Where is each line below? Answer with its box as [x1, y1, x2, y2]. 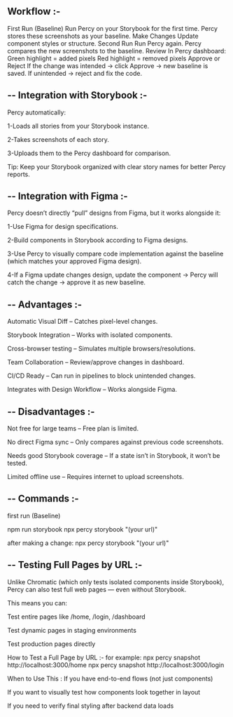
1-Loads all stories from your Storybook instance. [7, 121, 149, 130]
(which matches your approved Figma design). [7, 257, 142, 265]
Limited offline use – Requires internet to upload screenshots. [7, 473, 184, 481]
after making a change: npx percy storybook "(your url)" [7, 539, 169, 547]
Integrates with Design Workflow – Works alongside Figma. [7, 386, 177, 394]
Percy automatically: [7, 108, 66, 117]
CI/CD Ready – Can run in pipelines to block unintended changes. [7, 371, 196, 380]
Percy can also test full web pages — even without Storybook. [7, 585, 187, 593]
